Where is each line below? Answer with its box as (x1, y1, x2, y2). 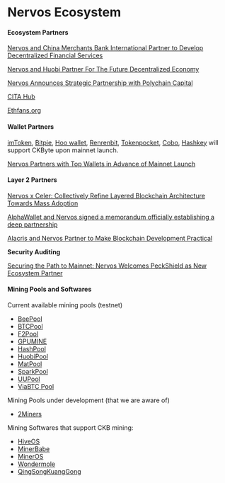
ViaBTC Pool (17, 382, 54, 390)
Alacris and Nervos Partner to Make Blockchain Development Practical (7, 234, 213, 242)
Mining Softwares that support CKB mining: (7, 424, 134, 432)
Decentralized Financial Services (7, 51, 103, 60)
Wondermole (17, 460, 55, 468)
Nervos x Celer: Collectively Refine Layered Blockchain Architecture (7, 191, 205, 200)
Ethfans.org (7, 106, 41, 115)
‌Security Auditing (7, 247, 61, 256)
